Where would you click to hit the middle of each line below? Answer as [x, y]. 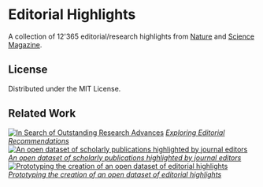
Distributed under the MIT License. [65, 88]
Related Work [42, 113]
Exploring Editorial [195, 133]
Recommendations [39, 140]
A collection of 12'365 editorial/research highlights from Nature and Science [131, 36]
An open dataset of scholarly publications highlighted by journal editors [125, 157]
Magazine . [25, 44]
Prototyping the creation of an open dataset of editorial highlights [115, 174]
